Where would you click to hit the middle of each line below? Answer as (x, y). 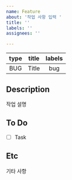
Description (28, 89)
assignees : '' (23, 34)
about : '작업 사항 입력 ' (34, 17)
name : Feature (23, 11)
